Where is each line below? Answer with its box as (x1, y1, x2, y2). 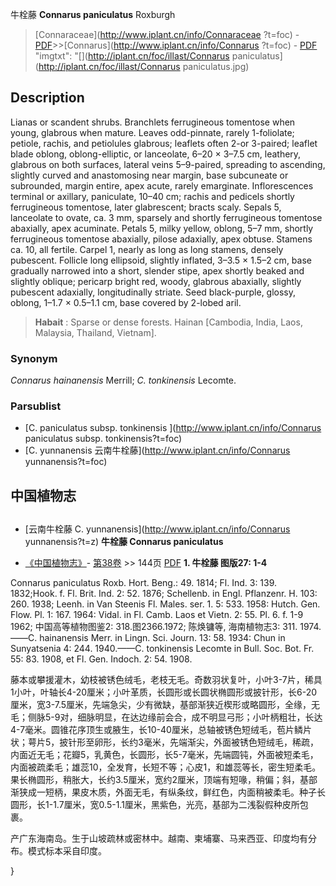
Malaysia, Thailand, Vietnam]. (34, 326, 157, 338)
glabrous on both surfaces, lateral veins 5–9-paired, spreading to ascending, (10, 158, 326, 170)
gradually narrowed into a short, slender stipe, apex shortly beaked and (10, 264, 305, 277)
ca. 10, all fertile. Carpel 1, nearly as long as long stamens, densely (10, 243, 284, 255)
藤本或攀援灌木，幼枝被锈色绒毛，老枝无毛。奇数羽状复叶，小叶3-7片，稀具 (10, 674, 323, 686)
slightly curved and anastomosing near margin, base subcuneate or (10, 169, 289, 181)
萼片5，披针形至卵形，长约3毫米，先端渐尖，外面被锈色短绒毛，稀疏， (27, 736, 319, 748)
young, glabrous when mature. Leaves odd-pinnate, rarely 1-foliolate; (10, 126, 295, 138)
